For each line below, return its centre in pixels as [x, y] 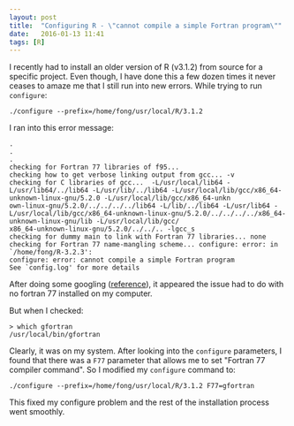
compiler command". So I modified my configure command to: [122, 370]
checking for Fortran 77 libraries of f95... [94, 167]
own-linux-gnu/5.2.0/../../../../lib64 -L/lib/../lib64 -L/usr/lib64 [140, 206]
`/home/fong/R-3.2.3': [51, 253]
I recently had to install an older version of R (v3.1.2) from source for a [136, 67]
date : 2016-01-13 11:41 [57, 34]
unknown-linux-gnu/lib [51, 222]
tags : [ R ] [27, 42]
